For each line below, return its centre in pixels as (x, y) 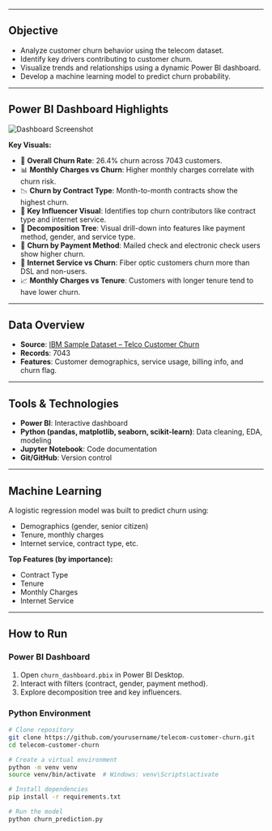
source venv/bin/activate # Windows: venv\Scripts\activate (114, 775)
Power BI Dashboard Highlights (89, 109)
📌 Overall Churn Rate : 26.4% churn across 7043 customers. (121, 160)
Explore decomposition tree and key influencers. (101, 692)
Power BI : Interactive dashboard (74, 423)
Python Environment (50, 713)
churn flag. (38, 370)
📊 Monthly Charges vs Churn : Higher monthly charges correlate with (137, 169)
